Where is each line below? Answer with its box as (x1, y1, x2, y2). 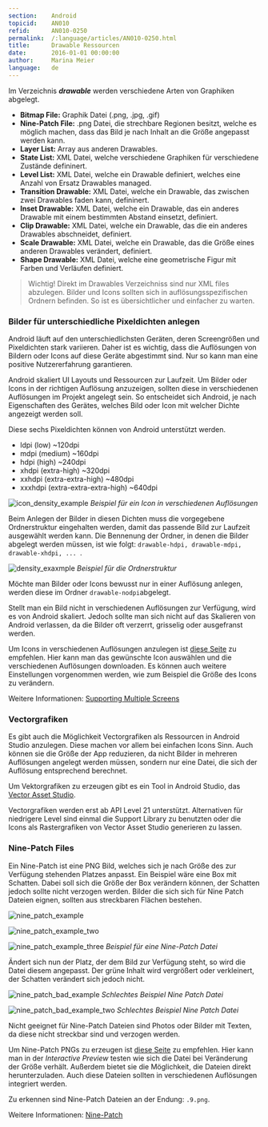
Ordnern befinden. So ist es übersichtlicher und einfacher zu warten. (27, 296, 255, 305)
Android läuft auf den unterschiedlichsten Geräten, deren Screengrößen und (8, 334, 260, 344)
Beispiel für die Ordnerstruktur (77, 563, 178, 573)
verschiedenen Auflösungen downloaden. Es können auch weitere (8, 661, 226, 671)
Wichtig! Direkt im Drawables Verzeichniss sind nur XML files (27, 278, 230, 289)
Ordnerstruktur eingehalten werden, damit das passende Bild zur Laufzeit (8, 523, 250, 532)
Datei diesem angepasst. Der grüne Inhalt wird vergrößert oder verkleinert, (8, 965, 254, 975)
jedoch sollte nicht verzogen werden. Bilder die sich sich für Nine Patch (8, 887, 244, 896)
